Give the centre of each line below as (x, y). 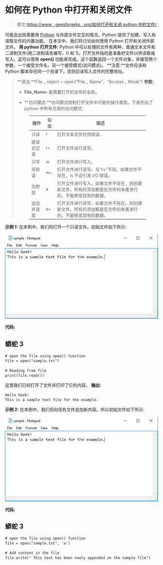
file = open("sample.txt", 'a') (38, 544)
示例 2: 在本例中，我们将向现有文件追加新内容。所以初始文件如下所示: (75, 409)
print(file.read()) (25, 376)
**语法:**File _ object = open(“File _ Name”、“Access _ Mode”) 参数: (85, 81)
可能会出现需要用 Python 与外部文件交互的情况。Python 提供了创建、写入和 (81, 35)
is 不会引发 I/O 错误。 (91, 175)
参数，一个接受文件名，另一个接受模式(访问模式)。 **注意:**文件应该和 (76, 65)
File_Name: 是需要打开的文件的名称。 (62, 92)
